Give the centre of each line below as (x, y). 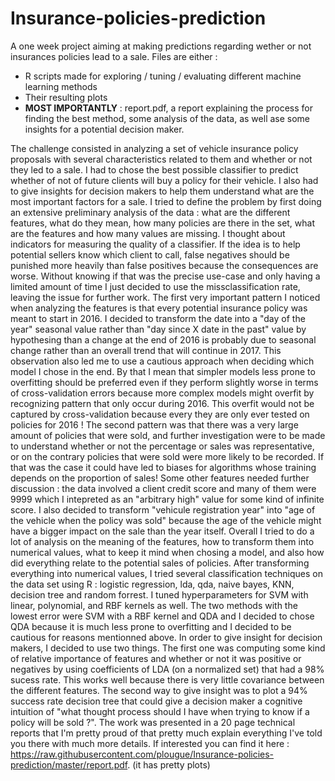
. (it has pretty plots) (169, 764)
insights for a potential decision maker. (104, 129)
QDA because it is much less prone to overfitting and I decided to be (151, 626)
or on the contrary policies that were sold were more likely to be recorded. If (167, 456)
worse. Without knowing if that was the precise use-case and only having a (165, 276)
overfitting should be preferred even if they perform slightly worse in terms (164, 382)
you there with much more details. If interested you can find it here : (150, 743)
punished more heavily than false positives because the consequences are (164, 265)
